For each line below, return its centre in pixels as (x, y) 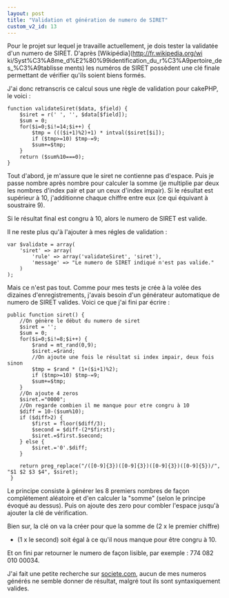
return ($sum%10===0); (52, 157)
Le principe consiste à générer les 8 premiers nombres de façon (98, 491)
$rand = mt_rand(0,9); (64, 345)
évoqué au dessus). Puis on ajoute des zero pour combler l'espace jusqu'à (113, 505)
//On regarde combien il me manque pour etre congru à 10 (104, 406)
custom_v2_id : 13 (32, 26)
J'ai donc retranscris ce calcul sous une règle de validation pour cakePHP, (113, 89)
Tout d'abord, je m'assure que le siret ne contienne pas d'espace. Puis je (111, 176)
